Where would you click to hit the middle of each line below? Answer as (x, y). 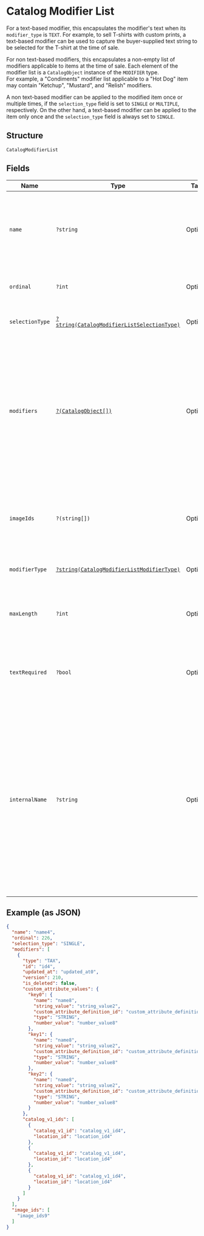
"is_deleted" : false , (50, 984)
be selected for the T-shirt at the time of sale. (63, 48)
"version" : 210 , (43, 978)
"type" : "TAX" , (42, 961)
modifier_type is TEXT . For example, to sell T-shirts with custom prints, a (96, 34)
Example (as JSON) (43, 913)
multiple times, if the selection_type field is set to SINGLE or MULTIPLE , (93, 103)
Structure (25, 136)
